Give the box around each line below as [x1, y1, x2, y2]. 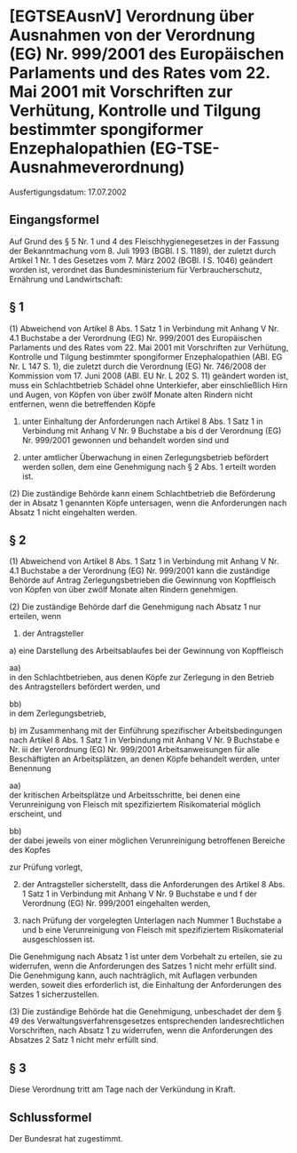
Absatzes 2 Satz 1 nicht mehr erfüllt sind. [9, 1035, 159, 1046]
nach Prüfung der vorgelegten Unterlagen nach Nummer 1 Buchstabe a [21, 915, 282, 926]
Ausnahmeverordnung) [9, 157, 185, 178]
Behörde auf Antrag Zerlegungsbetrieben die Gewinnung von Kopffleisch [9, 575, 277, 585]
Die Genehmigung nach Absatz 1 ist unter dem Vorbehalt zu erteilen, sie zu [9, 951, 283, 962]
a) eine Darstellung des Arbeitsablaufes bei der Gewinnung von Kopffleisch [9, 646, 284, 656]
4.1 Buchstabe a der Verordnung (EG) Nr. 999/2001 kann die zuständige [9, 566, 270, 576]
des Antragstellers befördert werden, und [9, 681, 161, 692]
